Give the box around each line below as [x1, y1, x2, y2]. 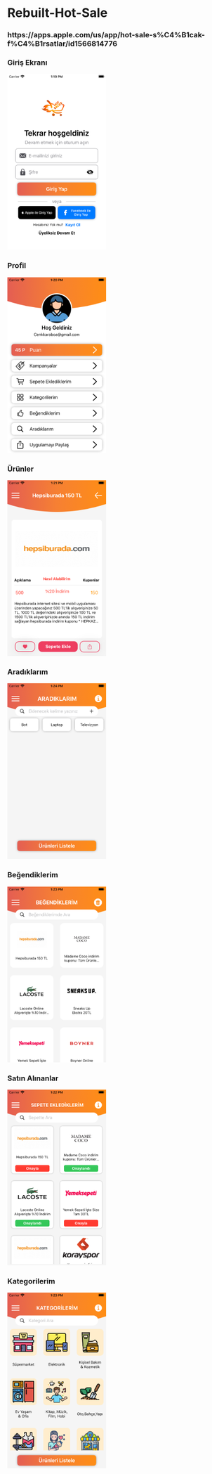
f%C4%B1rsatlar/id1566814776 [7, 39, 118, 49]
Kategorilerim [7, 1276, 55, 1286]
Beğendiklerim [7, 870, 58, 880]
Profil [7, 261, 27, 271]
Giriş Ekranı [7, 58, 48, 67]
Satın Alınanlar [7, 1073, 59, 1083]
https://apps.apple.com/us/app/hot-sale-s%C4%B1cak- [7, 30, 206, 40]
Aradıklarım [7, 666, 48, 676]
